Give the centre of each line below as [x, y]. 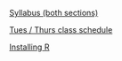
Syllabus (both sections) [54, 13]
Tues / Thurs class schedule [61, 30]
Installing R [29, 47]
